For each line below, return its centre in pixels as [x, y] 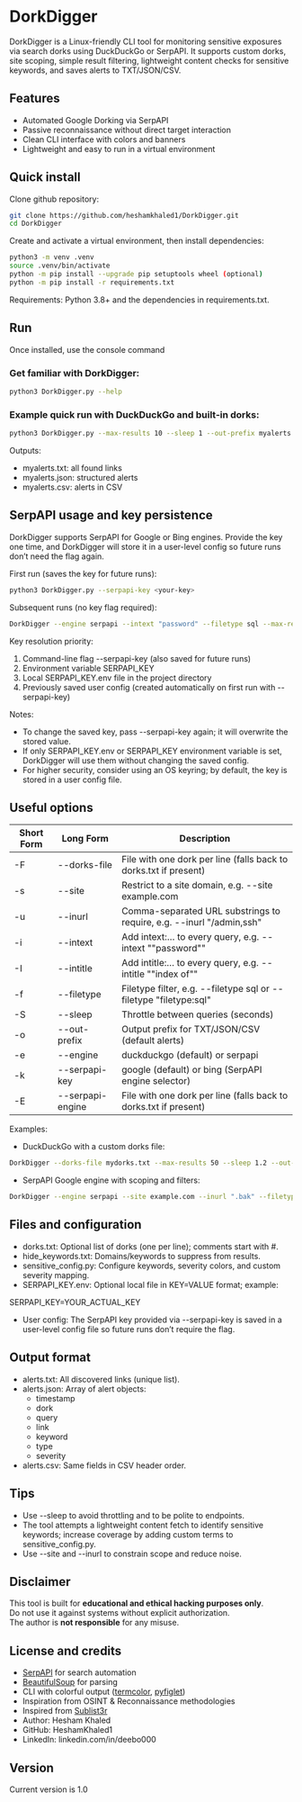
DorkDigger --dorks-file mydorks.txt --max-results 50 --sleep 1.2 [138, 1163]
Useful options [51, 807]
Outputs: [26, 450]
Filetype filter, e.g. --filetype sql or [195, 989]
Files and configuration [75, 1225]
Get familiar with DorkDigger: [75, 373]
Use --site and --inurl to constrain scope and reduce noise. [132, 1554]
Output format [50, 1358]
